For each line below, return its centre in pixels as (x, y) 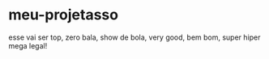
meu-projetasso (64, 15)
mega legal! (28, 45)
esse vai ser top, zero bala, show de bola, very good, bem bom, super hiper (134, 37)
